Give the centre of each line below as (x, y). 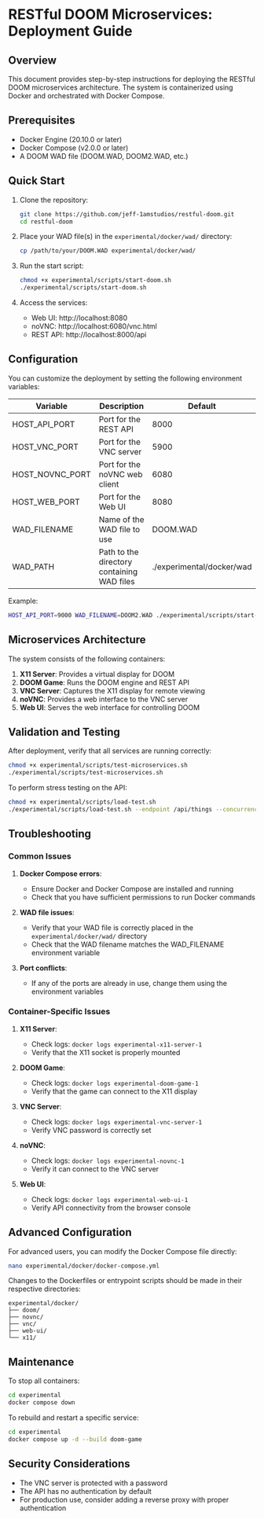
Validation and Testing (64, 732)
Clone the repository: (54, 200)
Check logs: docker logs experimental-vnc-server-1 (117, 1121)
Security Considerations (70, 1464)
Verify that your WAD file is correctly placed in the (112, 927)
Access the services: (53, 303)
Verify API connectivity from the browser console (111, 1208)
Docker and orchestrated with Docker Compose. (86, 96)
